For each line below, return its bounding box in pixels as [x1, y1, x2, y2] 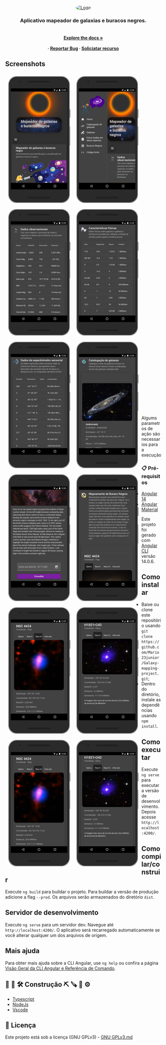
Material [141, 506, 159, 512]
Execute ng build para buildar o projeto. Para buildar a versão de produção [5, 889, 159, 895]
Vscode [12, 1007, 28, 1013]
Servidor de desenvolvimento [5, 909, 99, 917]
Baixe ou [141, 602, 160, 608]
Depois [141, 809, 156, 815]
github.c [141, 645, 160, 650]
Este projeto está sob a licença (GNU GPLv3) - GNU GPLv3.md [5, 1034, 133, 1040]
